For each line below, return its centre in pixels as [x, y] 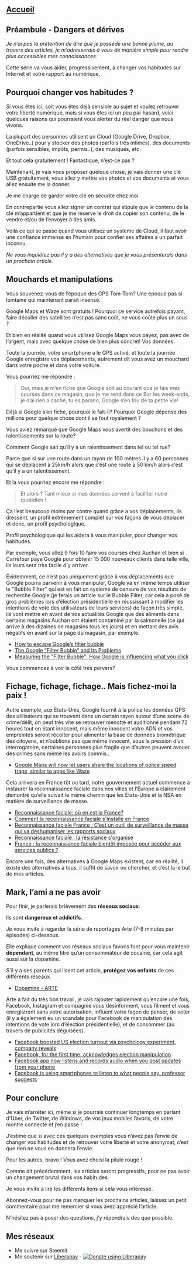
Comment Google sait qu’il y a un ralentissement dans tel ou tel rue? [88, 447]
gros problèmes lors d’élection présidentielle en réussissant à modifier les [95, 601]
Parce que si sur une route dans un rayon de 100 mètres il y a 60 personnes [97, 458]
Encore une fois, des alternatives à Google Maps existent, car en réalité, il [94, 861]
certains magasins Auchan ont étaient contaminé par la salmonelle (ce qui [95, 620]
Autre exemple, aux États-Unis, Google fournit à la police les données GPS [96, 709]
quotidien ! [33, 500]
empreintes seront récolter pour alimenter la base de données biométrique [96, 735]
